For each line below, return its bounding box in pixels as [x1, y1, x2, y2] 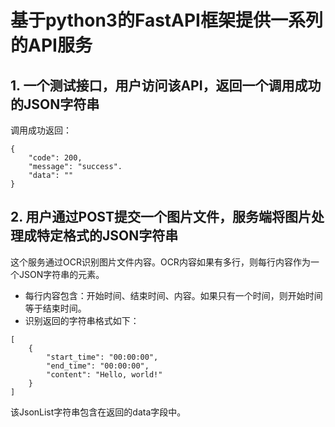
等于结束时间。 [24, 302, 87, 314]
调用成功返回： [10, 124, 72, 136]
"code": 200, [28, 153, 83, 163]
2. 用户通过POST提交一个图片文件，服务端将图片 [10, 209, 312, 226]
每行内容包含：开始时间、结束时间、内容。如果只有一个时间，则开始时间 [24, 289, 323, 301]
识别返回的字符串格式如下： [24, 314, 140, 326]
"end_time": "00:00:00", [46, 361, 150, 371]
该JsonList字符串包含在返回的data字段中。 [10, 406, 187, 418]
